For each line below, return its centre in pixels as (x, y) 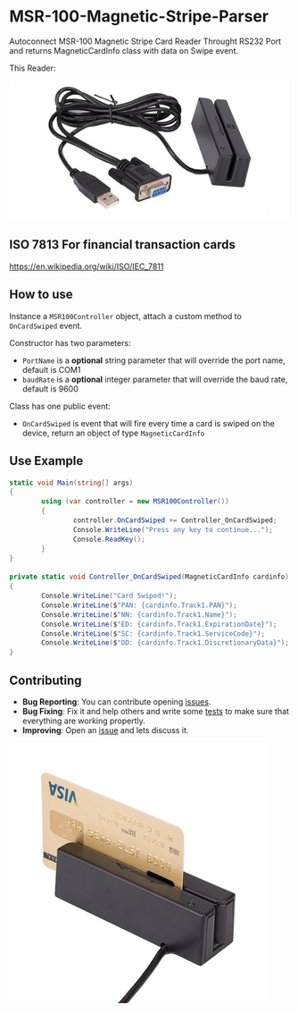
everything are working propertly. (83, 721)
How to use (41, 295)
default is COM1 (51, 369)
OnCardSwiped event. (46, 325)
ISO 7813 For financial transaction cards (123, 245)
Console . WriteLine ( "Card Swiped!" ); (109, 596)
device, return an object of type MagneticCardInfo (113, 433)
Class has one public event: (60, 406)
